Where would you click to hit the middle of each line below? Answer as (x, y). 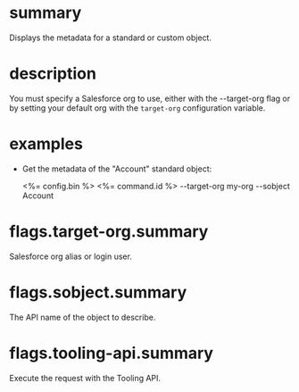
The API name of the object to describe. (83, 317)
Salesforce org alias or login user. (71, 256)
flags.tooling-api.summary (112, 353)
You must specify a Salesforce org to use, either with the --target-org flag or (150, 98)
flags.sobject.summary (98, 292)
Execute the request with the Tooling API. (85, 378)
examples (46, 144)
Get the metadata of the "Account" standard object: (117, 169)
